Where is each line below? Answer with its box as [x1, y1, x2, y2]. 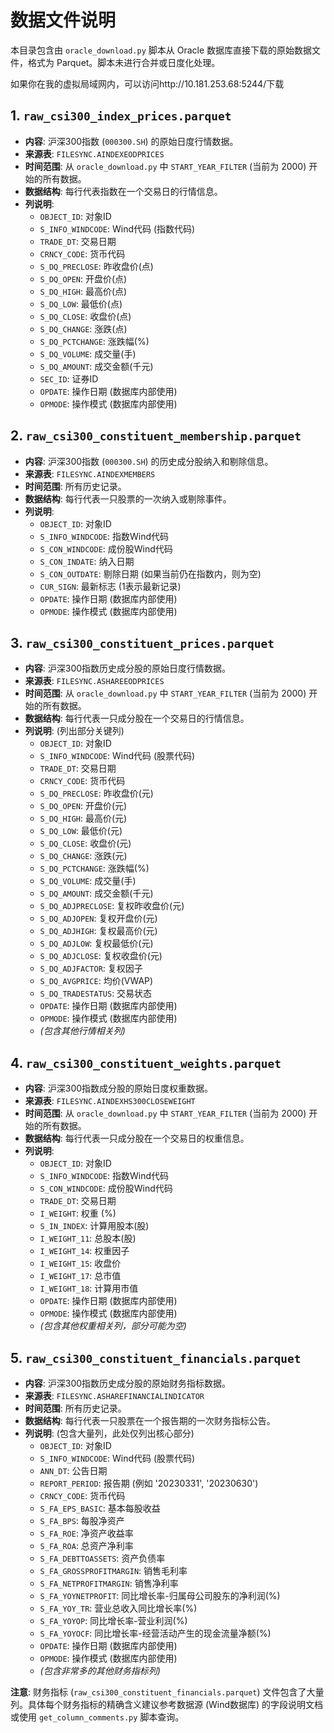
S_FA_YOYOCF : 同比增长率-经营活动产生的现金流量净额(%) [39, 1627, 272, 1639]
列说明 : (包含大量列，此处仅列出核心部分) [24, 1427, 195, 1439]
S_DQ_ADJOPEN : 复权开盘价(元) [39, 912, 158, 925]
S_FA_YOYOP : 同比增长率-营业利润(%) [39, 1615, 188, 1626]
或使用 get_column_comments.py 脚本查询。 [10, 1711, 185, 1723]
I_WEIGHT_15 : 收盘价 [39, 1257, 122, 1270]
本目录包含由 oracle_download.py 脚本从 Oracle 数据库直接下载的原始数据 [10, 44, 312, 56]
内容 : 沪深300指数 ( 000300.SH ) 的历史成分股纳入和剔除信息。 [24, 455, 274, 467]
